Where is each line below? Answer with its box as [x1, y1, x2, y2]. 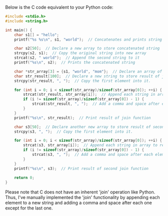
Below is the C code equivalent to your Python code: [5, 5, 113, 10]
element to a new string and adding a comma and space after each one [5, 200, 152, 206]
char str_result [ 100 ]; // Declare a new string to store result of [14, 74, 160, 79]
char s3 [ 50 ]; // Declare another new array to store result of [14, 124, 151, 129]
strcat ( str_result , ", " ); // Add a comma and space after [31, 101, 160, 107]
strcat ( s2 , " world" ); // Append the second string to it [14, 55, 140, 61]
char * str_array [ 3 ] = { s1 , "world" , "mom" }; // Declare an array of [14, 69, 162, 74]
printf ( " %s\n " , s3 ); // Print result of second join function [14, 166, 149, 171]
